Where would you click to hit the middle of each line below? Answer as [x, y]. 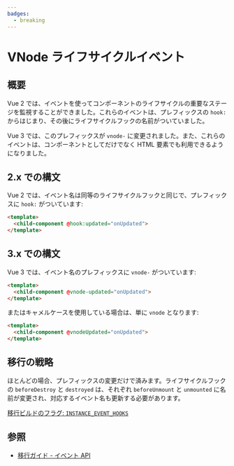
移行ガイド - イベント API [54, 455]
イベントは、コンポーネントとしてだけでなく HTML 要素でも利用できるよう [116, 144]
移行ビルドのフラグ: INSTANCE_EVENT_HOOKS [68, 413]
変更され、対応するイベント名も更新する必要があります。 [102, 398]
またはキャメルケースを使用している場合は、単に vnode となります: [103, 313]
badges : [19, 14]
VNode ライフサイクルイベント [96, 57]
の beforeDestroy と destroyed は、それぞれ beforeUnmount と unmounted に [114, 389]
